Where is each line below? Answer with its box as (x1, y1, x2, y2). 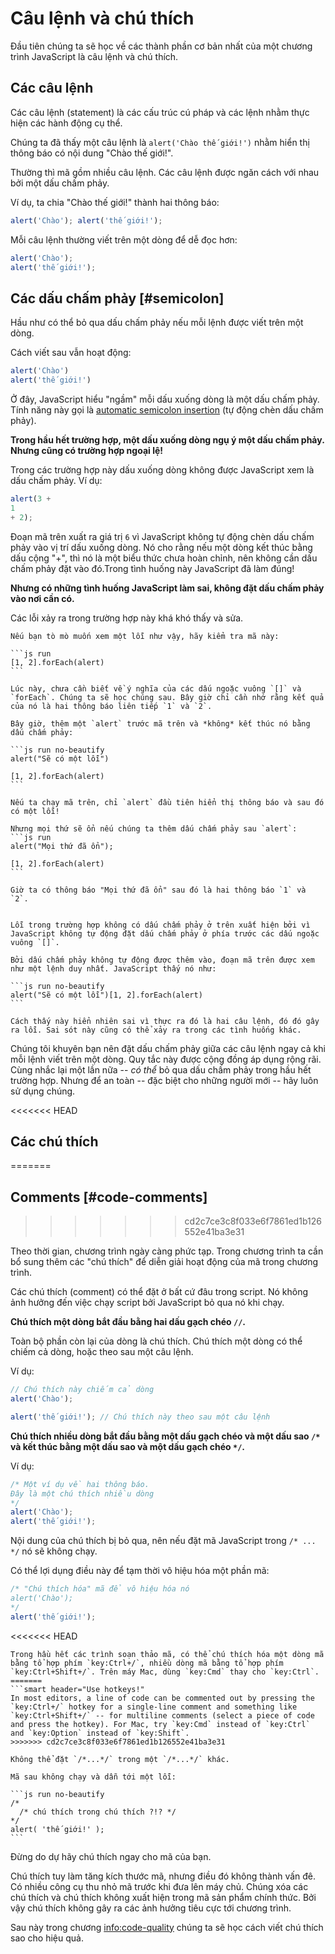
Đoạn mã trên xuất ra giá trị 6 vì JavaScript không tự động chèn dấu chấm (10, 530, 315, 542)
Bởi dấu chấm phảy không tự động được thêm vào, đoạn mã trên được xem (10, 955, 315, 965)
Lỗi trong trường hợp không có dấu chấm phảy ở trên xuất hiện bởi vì (10, 920, 311, 930)
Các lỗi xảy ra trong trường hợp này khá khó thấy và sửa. (10, 612, 244, 624)
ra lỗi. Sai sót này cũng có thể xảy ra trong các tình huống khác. (10, 1025, 302, 1035)
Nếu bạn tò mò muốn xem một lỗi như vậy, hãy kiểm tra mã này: (10, 631, 280, 641)
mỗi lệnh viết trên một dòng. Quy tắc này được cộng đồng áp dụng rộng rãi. (10, 1053, 322, 1065)
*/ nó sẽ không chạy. (10, 1545, 98, 1557)
